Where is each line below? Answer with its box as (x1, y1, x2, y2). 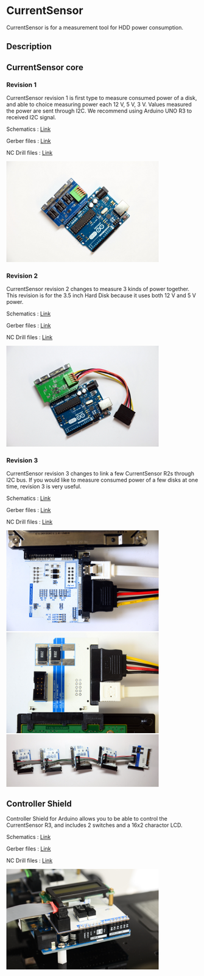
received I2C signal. (6, 114, 57, 121)
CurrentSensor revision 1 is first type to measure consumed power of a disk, (6, 94, 197, 102)
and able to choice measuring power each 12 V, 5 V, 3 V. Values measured (6, 101, 192, 108)
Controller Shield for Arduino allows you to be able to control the (6, 815, 167, 822)
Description (6, 41, 52, 52)
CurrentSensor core (6, 62, 83, 72)
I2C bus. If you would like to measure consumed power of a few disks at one (6, 476, 199, 484)
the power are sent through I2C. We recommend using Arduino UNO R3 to (6, 107, 192, 114)
